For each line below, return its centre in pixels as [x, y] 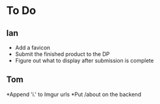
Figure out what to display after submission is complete [84, 61]
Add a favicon [33, 47]
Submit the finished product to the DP [62, 54]
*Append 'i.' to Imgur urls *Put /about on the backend [74, 94]
